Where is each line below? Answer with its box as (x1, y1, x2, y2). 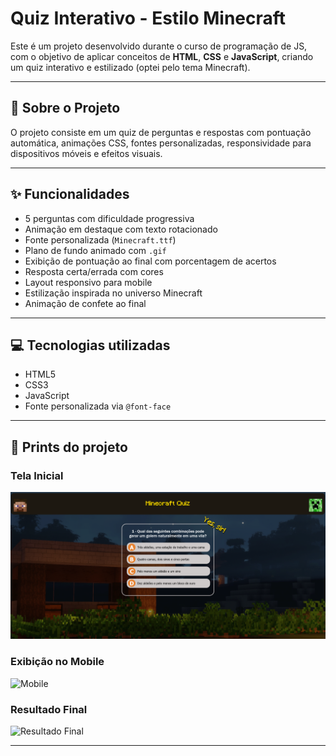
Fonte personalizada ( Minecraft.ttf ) (24, 233, 177, 246)
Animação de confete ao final (24, 297, 147, 309)
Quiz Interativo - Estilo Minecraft (10, 7, 287, 30)
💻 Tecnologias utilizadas (10, 337, 171, 354)
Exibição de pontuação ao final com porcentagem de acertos (24, 255, 277, 267)
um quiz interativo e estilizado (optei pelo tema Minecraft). (10, 61, 251, 73)
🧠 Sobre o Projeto (10, 100, 121, 117)
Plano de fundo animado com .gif (24, 244, 167, 256)
